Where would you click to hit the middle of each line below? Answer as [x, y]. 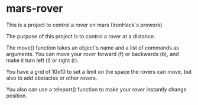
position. [17, 96]
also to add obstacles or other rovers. [52, 78]
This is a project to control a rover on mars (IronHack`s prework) [84, 25]
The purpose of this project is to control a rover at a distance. [81, 36]
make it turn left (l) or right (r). [42, 60]
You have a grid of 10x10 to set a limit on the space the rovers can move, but [99, 71]
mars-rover [35, 9]
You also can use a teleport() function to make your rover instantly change [97, 89]
